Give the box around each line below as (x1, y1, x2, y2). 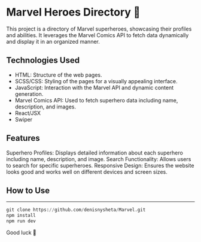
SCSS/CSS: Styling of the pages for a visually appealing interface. (14, 77, 178, 84)
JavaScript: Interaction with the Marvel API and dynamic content (14, 84, 174, 91)
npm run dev (6, 218, 36, 224)
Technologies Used (6, 55, 80, 65)
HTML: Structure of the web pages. (14, 71, 102, 78)
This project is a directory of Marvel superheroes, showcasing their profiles (6, 25, 192, 32)
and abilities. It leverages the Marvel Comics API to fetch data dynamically (6, 31, 189, 38)
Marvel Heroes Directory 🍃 (6, 5, 141, 19)
